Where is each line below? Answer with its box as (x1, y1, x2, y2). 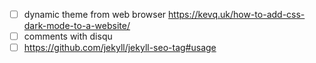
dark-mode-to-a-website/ (23, 20, 131, 32)
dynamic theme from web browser (23, 9, 167, 20)
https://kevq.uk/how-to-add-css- (168, 9, 306, 20)
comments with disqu (23, 30, 113, 43)
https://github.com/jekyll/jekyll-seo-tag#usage (23, 42, 217, 54)
